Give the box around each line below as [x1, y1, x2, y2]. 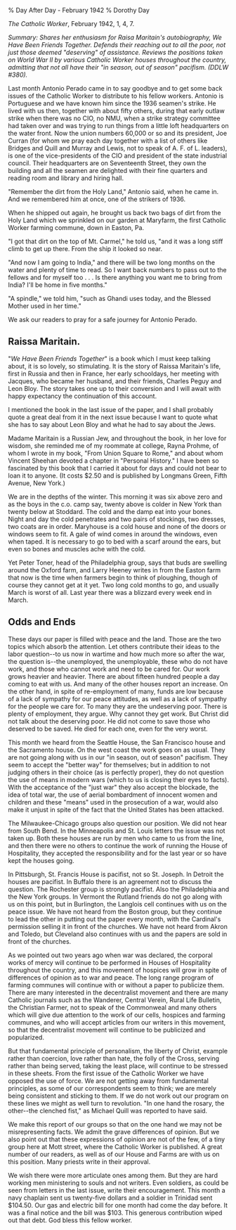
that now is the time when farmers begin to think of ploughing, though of [8, 573, 218, 582]
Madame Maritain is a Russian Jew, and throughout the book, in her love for [8, 434, 227, 442]
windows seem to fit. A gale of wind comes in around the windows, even [8, 530, 218, 538]
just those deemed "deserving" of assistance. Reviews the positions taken [8, 49, 223, 56]
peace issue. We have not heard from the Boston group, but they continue [8, 907, 223, 916]
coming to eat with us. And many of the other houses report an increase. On [8, 679, 228, 688]
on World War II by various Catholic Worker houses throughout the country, [8, 56, 227, 64]
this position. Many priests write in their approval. [8, 1157, 151, 1166]
